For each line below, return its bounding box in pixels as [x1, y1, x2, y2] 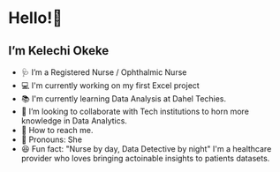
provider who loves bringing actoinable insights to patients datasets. [20, 153, 270, 163]
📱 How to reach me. [20, 125, 94, 135]
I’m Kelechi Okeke [8, 43, 110, 58]
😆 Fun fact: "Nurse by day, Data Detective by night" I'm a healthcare [20, 144, 272, 153]
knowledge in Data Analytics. [20, 116, 127, 126]
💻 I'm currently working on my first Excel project [20, 80, 200, 91]
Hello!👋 [8, 8, 63, 28]
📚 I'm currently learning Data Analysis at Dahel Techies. [20, 93, 227, 104]
